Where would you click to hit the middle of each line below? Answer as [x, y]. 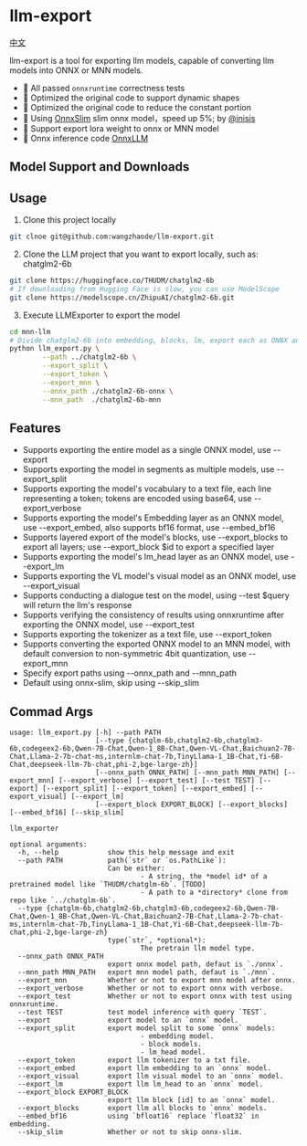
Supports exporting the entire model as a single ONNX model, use [147, 450]
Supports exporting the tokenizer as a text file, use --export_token [147, 635]
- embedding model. [177, 1036]
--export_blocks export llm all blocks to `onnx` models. [143, 1109]
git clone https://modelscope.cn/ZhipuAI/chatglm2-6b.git [122, 298]
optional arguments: [49, 845]
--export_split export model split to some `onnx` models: [147, 1028]
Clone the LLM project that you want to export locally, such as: [140, 254]
